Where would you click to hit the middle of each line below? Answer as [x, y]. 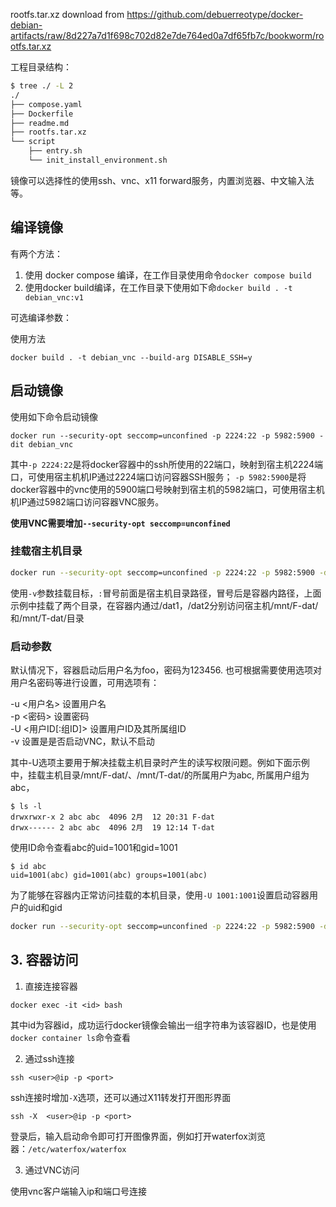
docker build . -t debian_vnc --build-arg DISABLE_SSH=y [131, 357]
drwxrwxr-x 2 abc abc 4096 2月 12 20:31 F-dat [112, 817]
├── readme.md [40, 123]
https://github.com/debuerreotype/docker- [215, 14]
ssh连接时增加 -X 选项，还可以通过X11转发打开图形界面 [121, 1097]
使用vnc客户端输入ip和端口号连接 [79, 1191]
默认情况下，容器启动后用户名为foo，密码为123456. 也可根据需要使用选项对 [166, 670]
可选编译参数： [41, 317]
